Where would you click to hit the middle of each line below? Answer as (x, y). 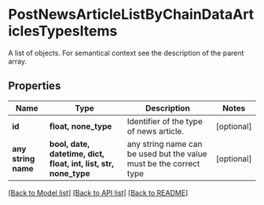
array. (18, 61)
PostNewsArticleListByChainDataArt (131, 15)
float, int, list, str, (82, 163)
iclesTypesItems (63, 31)
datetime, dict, (77, 153)
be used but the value (167, 153)
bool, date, (70, 144)
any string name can (165, 144)
